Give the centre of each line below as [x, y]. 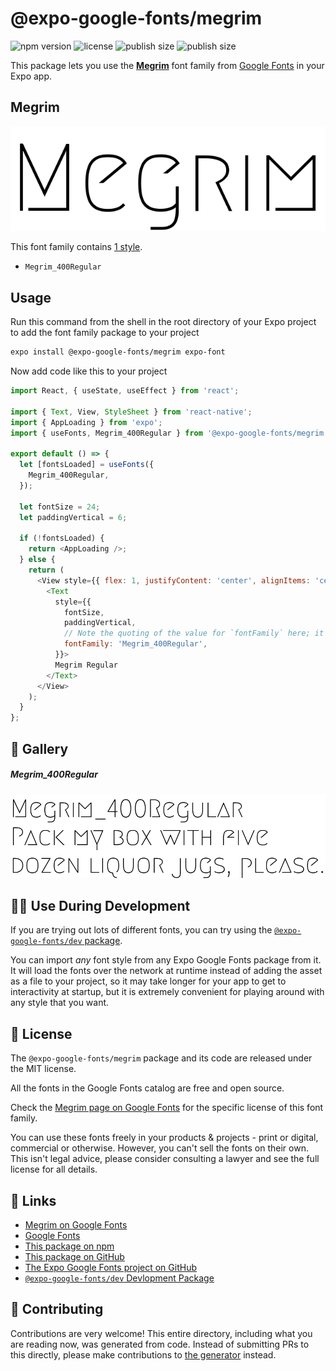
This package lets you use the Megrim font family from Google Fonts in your [167, 65]
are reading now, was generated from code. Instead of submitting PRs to [160, 1344]
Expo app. [31, 76]
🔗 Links [33, 1200]
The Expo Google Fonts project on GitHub [110, 1267]
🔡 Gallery [39, 748]
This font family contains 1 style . [76, 247]
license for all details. [54, 1169]
